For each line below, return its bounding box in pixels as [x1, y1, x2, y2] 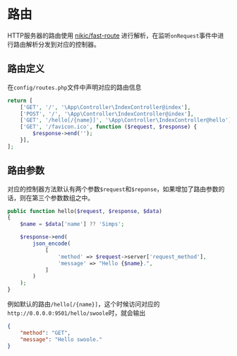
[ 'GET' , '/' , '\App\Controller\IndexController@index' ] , [20, 103, 191, 110]
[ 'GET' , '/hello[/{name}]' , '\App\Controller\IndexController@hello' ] [20, 117, 232, 124]
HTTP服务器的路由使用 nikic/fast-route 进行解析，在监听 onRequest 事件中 [7, 31, 218, 40]
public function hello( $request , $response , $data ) [7, 207, 162, 214]
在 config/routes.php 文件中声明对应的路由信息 [7, 83, 142, 91]
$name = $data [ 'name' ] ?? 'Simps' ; [20, 221, 125, 228]
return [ [7, 97, 33, 104]
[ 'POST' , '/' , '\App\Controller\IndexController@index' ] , [20, 110, 194, 117]
